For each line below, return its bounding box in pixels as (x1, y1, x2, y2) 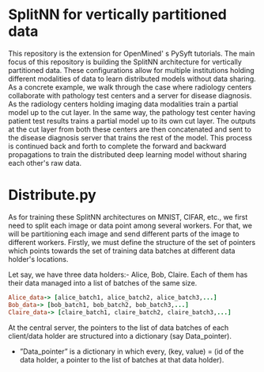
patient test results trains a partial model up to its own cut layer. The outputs (8, 116, 256, 125)
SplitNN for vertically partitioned (8, 6, 227, 24)
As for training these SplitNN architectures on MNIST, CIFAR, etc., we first (8, 212, 248, 221)
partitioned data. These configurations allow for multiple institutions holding (8, 65, 255, 75)
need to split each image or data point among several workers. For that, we (8, 221, 253, 230)
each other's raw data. (8, 158, 82, 167)
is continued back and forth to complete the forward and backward (8, 141, 227, 151)
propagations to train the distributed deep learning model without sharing (8, 149, 247, 159)
